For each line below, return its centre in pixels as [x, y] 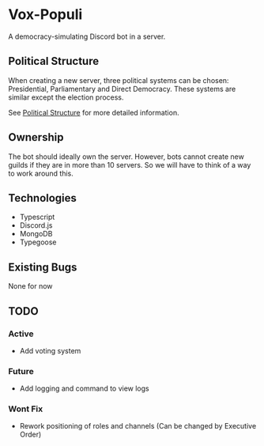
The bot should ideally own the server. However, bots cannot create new [126, 157]
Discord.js [36, 225]
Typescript [37, 217]
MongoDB [36, 234]
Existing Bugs [43, 267]
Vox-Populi [45, 15]
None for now [30, 286]
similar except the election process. [66, 97]
